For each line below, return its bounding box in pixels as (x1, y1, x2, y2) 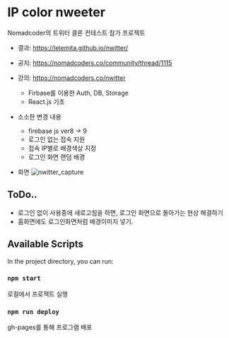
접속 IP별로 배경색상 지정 (28, 144, 97, 152)
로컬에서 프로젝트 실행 (7, 289, 69, 298)
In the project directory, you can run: (7, 257, 114, 265)
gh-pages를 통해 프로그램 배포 (7, 323, 93, 332)
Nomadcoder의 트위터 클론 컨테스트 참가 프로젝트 (7, 28, 146, 37)
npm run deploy (7, 308, 60, 315)
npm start (7, 274, 41, 283)
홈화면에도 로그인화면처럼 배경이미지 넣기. (17, 217, 134, 226)
